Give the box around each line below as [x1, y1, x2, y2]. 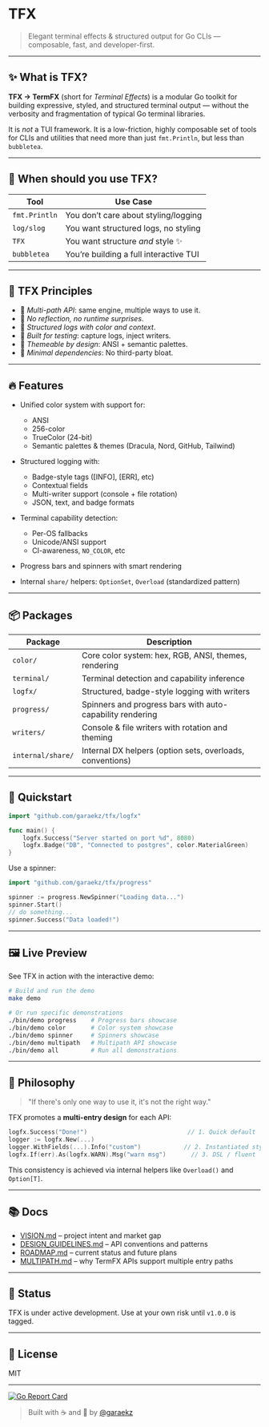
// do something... [8, 908, 74, 916]
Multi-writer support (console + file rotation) [31, 490, 178, 499]
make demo [8, 994, 42, 1002]
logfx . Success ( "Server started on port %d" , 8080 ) [22, 834, 195, 842]
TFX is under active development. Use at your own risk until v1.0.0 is [8, 1308, 236, 1318]
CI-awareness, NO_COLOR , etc [31, 546, 126, 555]
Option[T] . [8, 1173, 43, 1183]
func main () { [8, 826, 56, 834]
